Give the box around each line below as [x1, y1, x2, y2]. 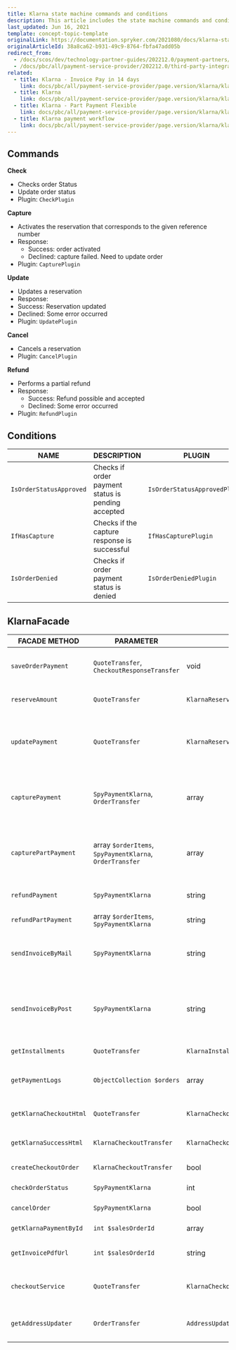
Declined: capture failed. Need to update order [27, 252, 163, 261]
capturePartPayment [11, 849, 76, 857]
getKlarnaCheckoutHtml [11, 1110, 86, 1117]
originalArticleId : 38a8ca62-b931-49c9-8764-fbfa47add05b [7, 43, 181, 50]
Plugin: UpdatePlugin [17, 317, 77, 326]
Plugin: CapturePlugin [17, 260, 81, 269]
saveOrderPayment [11, 662, 69, 670]
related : [7, 69, 33, 76]
